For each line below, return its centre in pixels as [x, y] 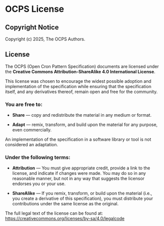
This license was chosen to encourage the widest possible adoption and [78, 81]
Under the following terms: [38, 158]
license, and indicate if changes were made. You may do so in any [79, 173]
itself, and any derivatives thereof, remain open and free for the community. [82, 92]
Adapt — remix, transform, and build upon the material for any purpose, [85, 125]
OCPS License [35, 9]
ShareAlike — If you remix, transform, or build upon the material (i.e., [82, 194]
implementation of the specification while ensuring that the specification [78, 86]
